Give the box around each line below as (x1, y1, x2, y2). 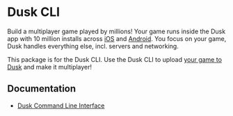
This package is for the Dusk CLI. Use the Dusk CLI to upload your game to (7, 55, 223, 63)
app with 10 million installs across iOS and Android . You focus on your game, (7, 34, 227, 42)
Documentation (7, 83, 77, 94)
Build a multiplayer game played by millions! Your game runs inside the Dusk (7, 27, 226, 35)
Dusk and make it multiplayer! (7, 63, 93, 71)
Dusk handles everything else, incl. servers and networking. (7, 42, 179, 50)
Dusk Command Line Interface (17, 101, 105, 110)
